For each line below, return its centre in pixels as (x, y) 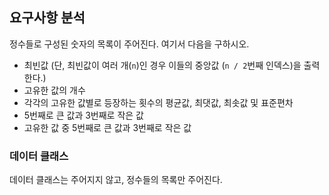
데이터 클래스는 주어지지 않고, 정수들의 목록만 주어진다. (116, 180)
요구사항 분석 (47, 18)
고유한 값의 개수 (54, 90)
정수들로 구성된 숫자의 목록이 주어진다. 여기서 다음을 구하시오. (129, 44)
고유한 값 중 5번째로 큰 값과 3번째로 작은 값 (107, 127)
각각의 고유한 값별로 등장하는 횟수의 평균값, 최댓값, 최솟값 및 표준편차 (158, 102)
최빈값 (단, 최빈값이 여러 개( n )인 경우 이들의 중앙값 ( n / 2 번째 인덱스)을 (162, 65)
